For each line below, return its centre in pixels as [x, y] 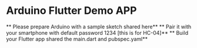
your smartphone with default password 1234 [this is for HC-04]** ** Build [97, 32]
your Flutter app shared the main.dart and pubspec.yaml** [77, 39]
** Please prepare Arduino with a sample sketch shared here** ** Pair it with [99, 27]
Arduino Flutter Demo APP [71, 11]
